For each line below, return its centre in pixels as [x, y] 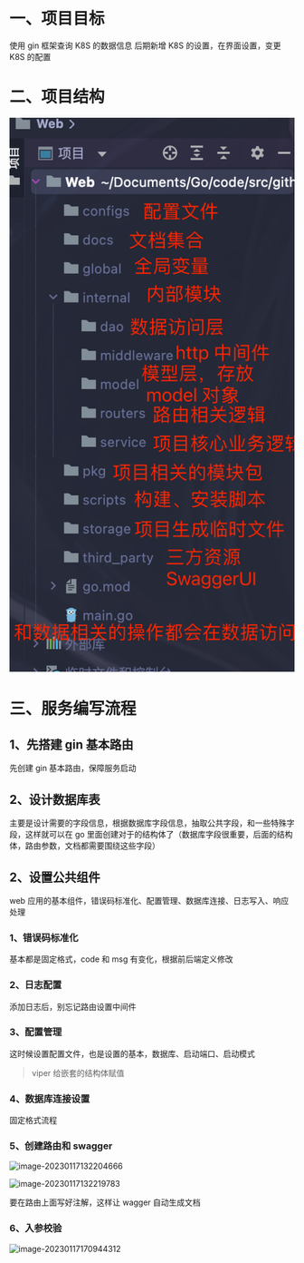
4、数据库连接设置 [50, 1099]
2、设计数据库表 [55, 799]
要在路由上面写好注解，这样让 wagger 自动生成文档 [105, 1202]
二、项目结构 [57, 97]
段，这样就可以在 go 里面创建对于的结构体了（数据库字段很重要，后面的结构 [151, 835]
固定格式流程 [33, 1121]
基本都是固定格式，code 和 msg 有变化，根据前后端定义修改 [121, 959]
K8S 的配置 [30, 56]
